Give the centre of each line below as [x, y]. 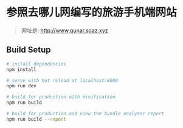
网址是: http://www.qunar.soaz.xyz [64, 30]
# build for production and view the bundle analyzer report [85, 113]
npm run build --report [36, 119]
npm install [21, 69]
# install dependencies [36, 64]
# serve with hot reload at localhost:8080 [62, 80]
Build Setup [29, 50]
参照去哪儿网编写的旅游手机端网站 [92, 12]
